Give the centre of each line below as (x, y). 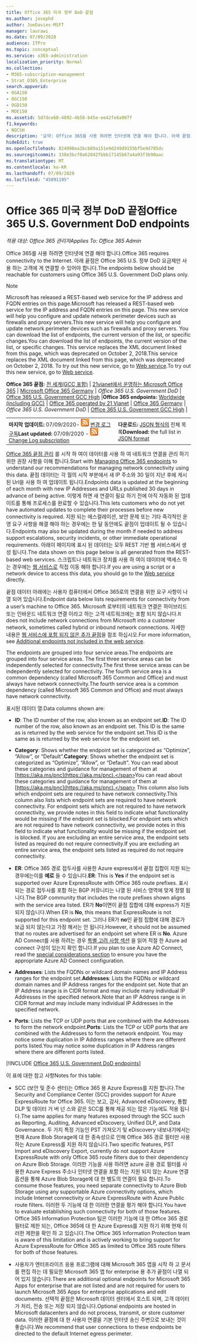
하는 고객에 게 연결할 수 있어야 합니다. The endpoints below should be (93, 268)
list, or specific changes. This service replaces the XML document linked (94, 347)
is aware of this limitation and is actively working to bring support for (97, 1240)
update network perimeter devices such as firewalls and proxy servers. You (97, 329)
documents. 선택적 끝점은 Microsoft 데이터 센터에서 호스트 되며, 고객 (94, 1299)
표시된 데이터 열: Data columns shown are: (55, 708)
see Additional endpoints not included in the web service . (75, 641)
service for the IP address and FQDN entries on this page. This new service (97, 310)
